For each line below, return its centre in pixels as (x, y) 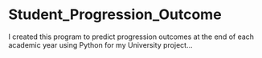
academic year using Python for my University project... (100, 44)
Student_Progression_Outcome (115, 15)
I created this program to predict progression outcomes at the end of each (131, 37)
